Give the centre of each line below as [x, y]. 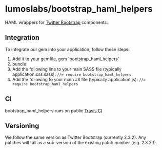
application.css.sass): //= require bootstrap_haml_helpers [72, 74]
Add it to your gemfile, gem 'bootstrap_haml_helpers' [66, 59]
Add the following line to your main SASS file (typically [67, 69]
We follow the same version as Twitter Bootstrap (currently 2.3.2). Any [76, 137]
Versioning [22, 125]
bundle [19, 64]
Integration [22, 38]
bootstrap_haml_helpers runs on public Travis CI [54, 111]
